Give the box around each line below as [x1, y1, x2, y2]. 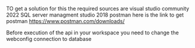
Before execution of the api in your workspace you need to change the [6, 29, 180, 36]
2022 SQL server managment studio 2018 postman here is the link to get [6, 11, 184, 18]
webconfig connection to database [6, 36, 92, 42]
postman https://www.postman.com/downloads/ [6, 18, 125, 24]
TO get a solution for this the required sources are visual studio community [6, 5, 190, 12]
